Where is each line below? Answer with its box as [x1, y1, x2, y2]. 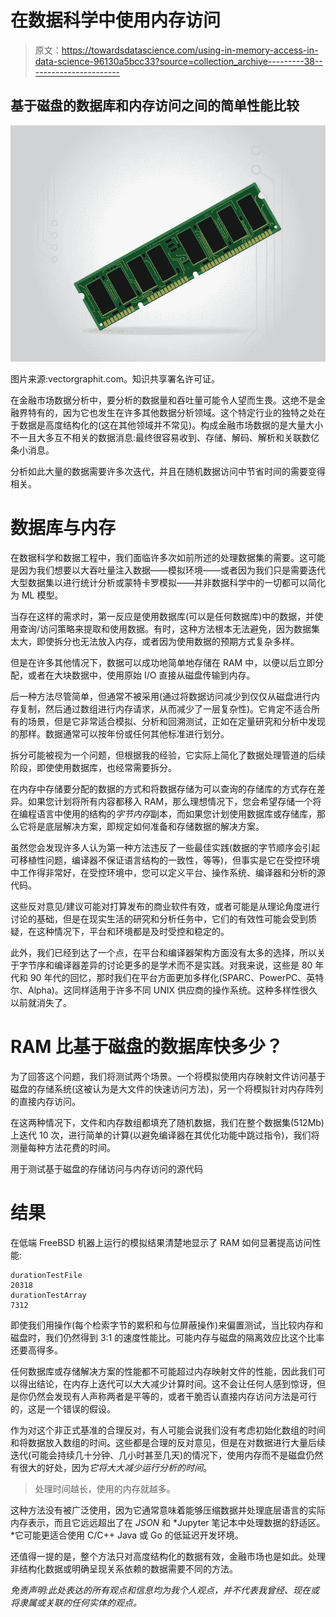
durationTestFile [10, 1270, 83, 1280]
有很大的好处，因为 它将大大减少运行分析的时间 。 [10, 1461, 212, 1473]
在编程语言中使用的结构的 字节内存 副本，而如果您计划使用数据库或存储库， [10, 807, 317, 820]
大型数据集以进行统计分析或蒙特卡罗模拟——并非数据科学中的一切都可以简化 [10, 576, 326, 588]
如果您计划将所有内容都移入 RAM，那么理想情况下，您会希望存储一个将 [27, 795, 322, 807]
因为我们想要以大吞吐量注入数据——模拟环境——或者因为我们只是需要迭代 [18, 564, 326, 576]
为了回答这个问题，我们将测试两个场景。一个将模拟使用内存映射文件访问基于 [10, 1070, 326, 1082]
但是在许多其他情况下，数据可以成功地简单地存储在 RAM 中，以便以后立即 [10, 656, 316, 668]
